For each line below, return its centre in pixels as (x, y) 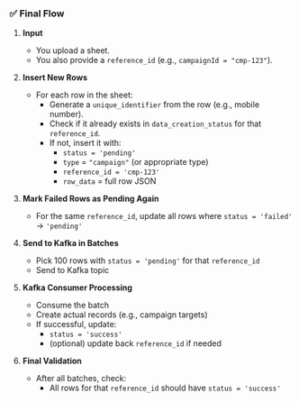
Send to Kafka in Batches (70, 243)
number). (66, 114)
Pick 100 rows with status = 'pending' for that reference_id (148, 260)
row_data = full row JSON (109, 181)
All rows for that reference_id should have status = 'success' (165, 388)
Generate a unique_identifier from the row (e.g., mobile (154, 105)
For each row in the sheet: (84, 95)
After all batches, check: (81, 379)
